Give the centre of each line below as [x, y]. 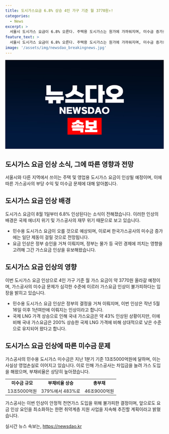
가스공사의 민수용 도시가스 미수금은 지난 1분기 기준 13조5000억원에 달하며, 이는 [83, 359]
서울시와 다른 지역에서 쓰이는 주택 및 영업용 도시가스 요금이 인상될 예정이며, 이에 [84, 177]
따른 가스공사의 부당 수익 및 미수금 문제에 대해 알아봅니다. [62, 184]
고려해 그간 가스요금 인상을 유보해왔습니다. [54, 250]
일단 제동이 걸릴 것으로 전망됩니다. [56, 237]
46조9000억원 [99, 391]
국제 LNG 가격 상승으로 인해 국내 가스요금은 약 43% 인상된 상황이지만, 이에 [86, 316]
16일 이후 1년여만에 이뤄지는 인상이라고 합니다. [58, 309]
